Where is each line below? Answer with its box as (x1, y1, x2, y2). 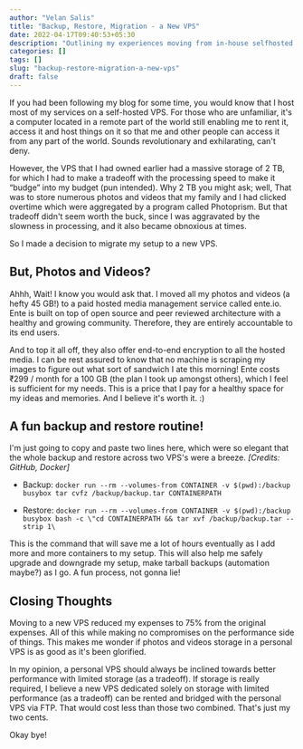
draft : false (9, 72, 59, 82)
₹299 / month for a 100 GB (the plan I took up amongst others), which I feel (9, 373, 289, 384)
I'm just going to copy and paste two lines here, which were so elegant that (9, 443, 289, 454)
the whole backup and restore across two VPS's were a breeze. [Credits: (9, 452, 280, 463)
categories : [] (9, 47, 67, 56)
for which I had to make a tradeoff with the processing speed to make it (9, 172, 276, 183)
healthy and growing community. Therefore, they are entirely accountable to (9, 317, 294, 328)
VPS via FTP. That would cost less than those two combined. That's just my (9, 703, 291, 714)
